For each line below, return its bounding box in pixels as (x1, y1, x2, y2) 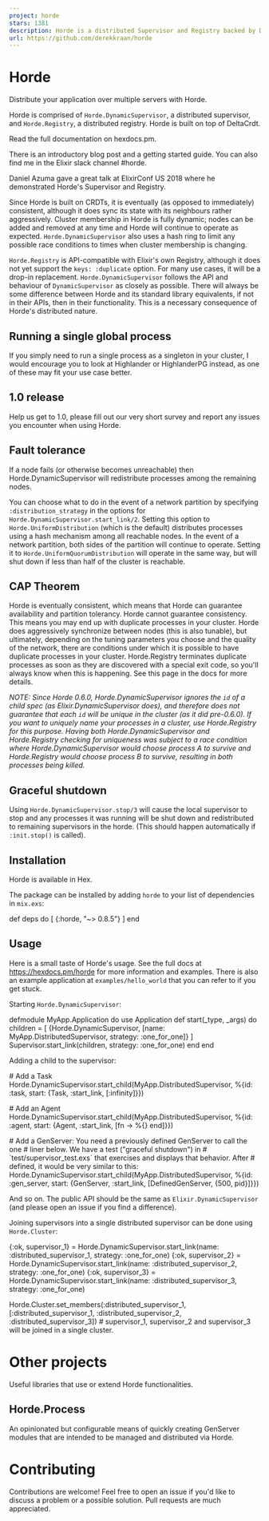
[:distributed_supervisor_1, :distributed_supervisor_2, (9, 1308, 182, 1317)
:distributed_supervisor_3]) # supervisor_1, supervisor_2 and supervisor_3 (9, 1317, 251, 1326)
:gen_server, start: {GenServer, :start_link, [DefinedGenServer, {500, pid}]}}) (9, 1178, 259, 1188)
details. (9, 677, 34, 687)
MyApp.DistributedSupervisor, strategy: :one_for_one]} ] (9, 1032, 194, 1041)
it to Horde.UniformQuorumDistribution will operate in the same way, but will (9, 548, 258, 557)
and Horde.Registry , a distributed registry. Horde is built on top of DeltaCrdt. (9, 119, 261, 129)
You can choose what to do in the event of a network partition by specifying (9, 497, 259, 507)
